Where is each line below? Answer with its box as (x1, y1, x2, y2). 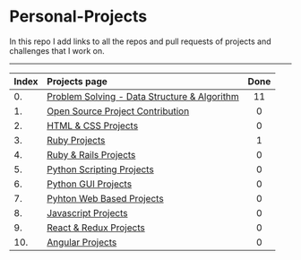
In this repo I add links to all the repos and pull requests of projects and (9, 36, 271, 47)
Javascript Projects (47, 206, 128, 219)
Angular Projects (47, 236, 117, 248)
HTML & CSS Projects (47, 119, 139, 132)
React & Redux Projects (47, 221, 145, 234)
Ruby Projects (47, 134, 106, 146)
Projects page (47, 74, 107, 87)
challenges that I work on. (9, 45, 105, 56)
